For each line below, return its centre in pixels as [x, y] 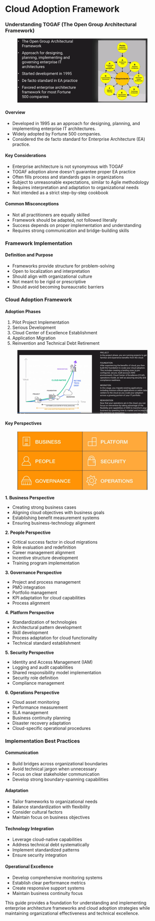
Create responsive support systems [48, 888]
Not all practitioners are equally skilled [51, 215]
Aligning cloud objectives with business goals [58, 512]
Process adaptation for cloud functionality [54, 638]
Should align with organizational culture [52, 276]
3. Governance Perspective [34, 572]
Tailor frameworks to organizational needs [55, 802]
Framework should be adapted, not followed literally [65, 220]
